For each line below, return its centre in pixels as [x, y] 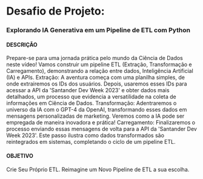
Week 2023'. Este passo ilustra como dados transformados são [85, 135]
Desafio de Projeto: [55, 11]
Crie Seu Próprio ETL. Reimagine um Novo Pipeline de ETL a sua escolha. [98, 169]
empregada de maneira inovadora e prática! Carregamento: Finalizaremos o [101, 123]
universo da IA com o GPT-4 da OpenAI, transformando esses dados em [97, 110]
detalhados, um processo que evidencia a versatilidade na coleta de [92, 97]
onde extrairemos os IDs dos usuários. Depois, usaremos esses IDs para [97, 84]
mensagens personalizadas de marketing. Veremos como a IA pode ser [95, 116]
